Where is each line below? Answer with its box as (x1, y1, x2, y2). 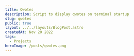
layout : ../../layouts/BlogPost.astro (5, 25, 84, 30)
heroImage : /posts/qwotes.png (5, 43, 67, 48)
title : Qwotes (5, 7, 34, 12)
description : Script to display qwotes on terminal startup (5, 12, 130, 17)
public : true (5, 20, 32, 26)
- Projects (9, 39, 32, 44)
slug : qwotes (5, 16, 32, 21)
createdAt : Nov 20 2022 (5, 30, 53, 35)
